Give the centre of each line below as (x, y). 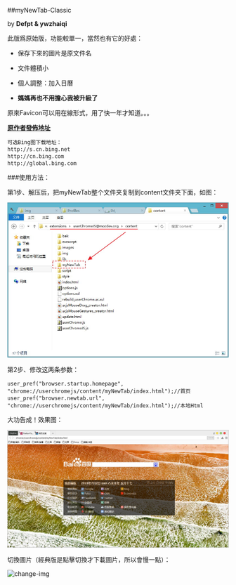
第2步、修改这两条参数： (43, 369)
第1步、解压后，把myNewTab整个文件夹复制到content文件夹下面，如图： (113, 192)
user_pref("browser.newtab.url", (56, 398)
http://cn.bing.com (36, 157)
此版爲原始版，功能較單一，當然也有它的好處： (75, 38)
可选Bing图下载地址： (34, 143)
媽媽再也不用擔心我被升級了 (58, 98)
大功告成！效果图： (35, 419)
